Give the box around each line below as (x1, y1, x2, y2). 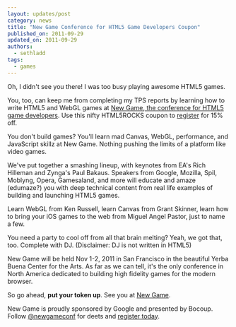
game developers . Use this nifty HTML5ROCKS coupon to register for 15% (7, 111, 224, 119)
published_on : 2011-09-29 (7, 30, 83, 37)
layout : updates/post (7, 10, 71, 18)
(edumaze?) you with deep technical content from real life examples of (7, 183, 213, 191)
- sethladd (13, 50, 46, 57)
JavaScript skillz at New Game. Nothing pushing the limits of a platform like (7, 139, 226, 148)
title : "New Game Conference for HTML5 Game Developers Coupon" (7, 23, 201, 30)
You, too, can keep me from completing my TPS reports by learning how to (7, 96, 225, 105)
